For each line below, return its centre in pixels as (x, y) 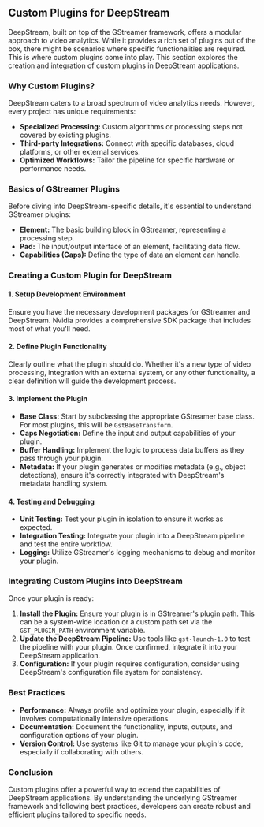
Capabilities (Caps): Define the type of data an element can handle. (130, 255)
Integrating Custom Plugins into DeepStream (96, 581)
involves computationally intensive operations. (95, 718)
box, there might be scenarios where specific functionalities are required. (127, 48)
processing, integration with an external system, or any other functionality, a (132, 372)
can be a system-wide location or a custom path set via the (116, 622)
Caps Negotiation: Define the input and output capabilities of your (127, 433)
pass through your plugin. (61, 458)
